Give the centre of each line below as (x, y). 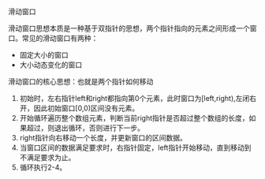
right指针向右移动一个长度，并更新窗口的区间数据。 (103, 138)
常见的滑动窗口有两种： (60, 38)
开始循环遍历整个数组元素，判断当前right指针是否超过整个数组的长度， (134, 118)
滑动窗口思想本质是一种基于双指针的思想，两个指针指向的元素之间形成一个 (129, 28)
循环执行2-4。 (43, 167)
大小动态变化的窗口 (51, 65)
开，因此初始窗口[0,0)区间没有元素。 (79, 108)
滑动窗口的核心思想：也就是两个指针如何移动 (81, 82)
